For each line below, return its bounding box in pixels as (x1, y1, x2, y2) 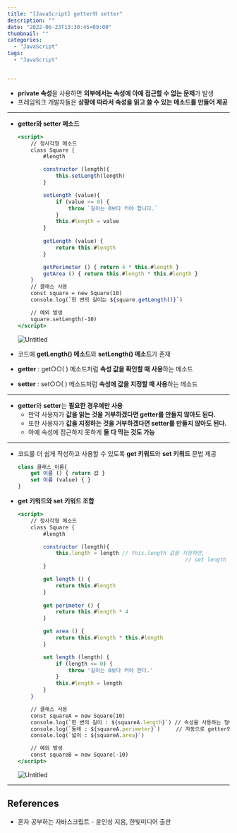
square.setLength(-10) (30, 316, 97, 323)
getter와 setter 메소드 (17, 119, 80, 128)
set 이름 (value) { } (30, 477, 91, 484)
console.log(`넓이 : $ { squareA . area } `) (30, 732, 145, 739)
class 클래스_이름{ (17, 463, 68, 470)
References (7, 798, 59, 810)
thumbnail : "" (7, 30, 49, 37)
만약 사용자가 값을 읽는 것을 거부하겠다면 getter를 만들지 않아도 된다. (28, 410, 217, 419)
